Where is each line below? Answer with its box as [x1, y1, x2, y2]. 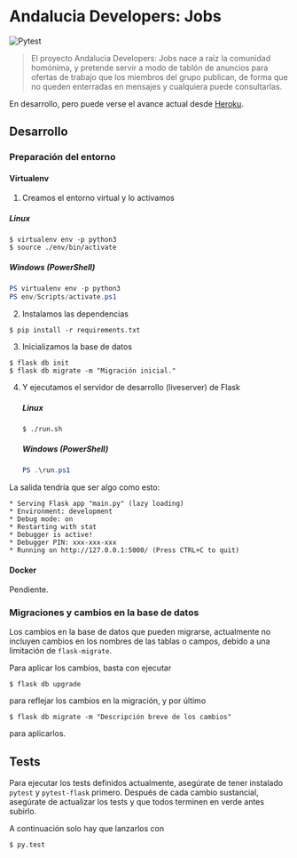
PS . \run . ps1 [21, 466, 71, 475]
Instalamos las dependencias [21, 309, 129, 319]
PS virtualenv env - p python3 [9, 285, 121, 293]
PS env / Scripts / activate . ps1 [9, 293, 117, 301]
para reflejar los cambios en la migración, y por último [9, 695, 207, 706]
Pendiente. [9, 584, 49, 595]
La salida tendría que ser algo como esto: [9, 482, 160, 493]
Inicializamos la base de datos [21, 341, 133, 352]
